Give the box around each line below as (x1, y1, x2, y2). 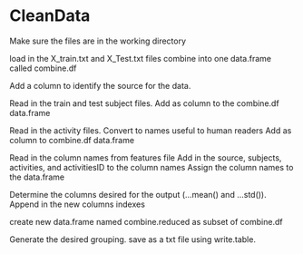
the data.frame (9, 171, 65, 182)
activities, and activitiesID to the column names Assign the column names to (9, 161, 294, 172)
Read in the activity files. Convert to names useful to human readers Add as (9, 124, 292, 136)
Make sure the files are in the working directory (9, 35, 187, 46)
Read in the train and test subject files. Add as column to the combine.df (9, 97, 279, 109)
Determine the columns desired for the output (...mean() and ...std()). (9, 189, 267, 200)
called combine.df (9, 63, 77, 73)
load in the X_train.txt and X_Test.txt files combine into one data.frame (9, 53, 272, 63)
